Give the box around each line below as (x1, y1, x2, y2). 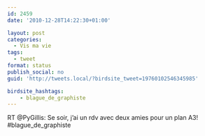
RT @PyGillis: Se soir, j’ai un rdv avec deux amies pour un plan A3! (7, 114, 198, 122)
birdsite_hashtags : (7, 88, 64, 95)
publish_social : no (7, 68, 64, 76)
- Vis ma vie (13, 43, 52, 50)
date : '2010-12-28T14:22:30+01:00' (7, 17, 111, 24)
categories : (7, 36, 42, 43)
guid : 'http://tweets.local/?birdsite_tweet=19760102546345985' (7, 75, 199, 82)
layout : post (7, 29, 45, 36)
